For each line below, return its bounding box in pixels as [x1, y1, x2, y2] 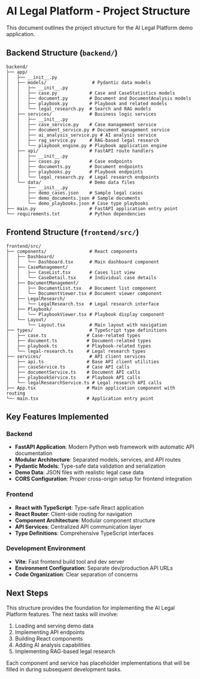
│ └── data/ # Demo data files [6, 179, 135, 186]
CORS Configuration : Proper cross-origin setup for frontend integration [14, 475, 192, 483]
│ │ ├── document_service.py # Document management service [6, 127, 170, 133]
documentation [14, 450, 53, 457]
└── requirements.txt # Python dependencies [6, 211, 146, 217]
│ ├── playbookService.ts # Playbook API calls [6, 374, 141, 381]
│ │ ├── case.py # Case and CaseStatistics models [6, 90, 175, 96]
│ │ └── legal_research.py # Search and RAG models [6, 106, 151, 112]
